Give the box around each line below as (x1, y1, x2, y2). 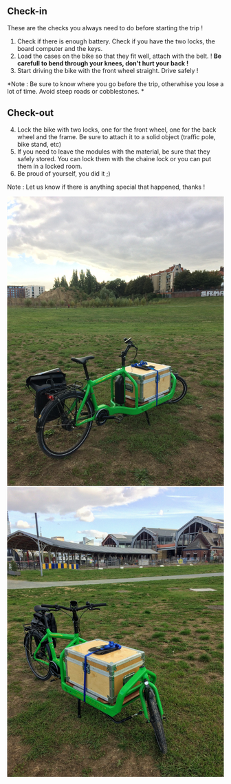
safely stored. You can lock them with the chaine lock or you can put (16, 154, 212, 163)
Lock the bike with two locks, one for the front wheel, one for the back (16, 125, 217, 134)
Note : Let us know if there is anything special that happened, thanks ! (7, 183, 205, 191)
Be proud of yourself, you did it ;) (16, 169, 111, 178)
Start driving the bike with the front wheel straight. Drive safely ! (16, 66, 199, 74)
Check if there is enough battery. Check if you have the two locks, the (16, 37, 215, 45)
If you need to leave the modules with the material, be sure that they (16, 147, 210, 156)
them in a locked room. (16, 162, 82, 170)
